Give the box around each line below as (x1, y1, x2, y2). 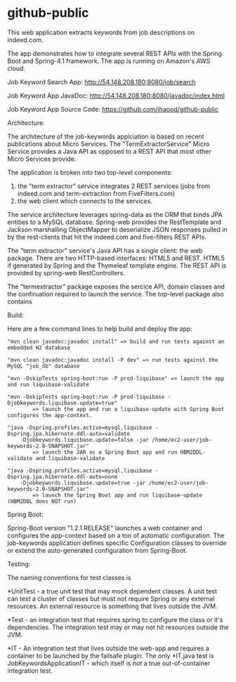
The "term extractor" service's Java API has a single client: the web (7, 246, 203, 254)
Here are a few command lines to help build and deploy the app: (7, 324, 193, 333)
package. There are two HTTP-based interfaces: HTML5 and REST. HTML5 (7, 254, 225, 262)
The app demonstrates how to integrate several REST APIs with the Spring (7, 49, 223, 58)
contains (7, 297, 33, 306)
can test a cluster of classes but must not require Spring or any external (7, 594, 215, 603)
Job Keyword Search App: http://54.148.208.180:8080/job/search (7, 77, 196, 86)
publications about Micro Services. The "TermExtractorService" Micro (7, 139, 210, 148)
